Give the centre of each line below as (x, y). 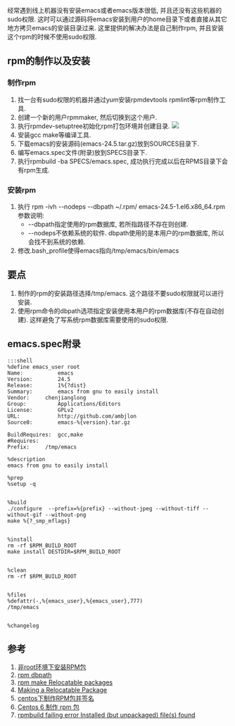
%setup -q (22, 484)
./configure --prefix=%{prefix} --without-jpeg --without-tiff (103, 508)
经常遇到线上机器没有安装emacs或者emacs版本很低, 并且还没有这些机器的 (115, 10)
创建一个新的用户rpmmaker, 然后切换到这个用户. (87, 117)
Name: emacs (40, 373)
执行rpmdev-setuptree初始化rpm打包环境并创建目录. (94, 126)
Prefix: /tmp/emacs (42, 447)
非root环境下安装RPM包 (52, 667)
